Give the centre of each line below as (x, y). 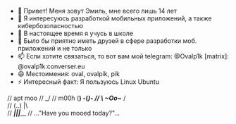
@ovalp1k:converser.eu (51, 66)
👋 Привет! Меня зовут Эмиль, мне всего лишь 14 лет (97, 11)
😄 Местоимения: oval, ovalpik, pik (68, 74)
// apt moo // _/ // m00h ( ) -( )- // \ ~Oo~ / (67, 98)
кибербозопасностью (50, 26)
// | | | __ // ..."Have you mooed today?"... (64, 113)
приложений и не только (55, 48)
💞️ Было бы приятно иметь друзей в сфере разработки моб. (107, 41)
